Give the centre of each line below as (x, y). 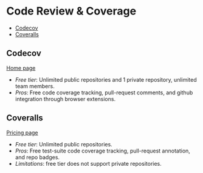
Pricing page (22, 132)
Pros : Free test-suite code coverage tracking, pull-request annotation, (102, 151)
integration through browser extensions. (65, 99)
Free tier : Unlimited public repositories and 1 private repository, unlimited (106, 79)
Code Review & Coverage (71, 11)
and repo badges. (37, 157)
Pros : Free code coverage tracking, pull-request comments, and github (104, 93)
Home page (21, 68)
